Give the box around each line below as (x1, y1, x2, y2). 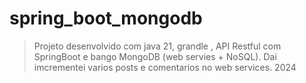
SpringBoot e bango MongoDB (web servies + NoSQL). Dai (33, 50, 277, 62)
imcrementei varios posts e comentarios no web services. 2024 (33, 61, 297, 73)
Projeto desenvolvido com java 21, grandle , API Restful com (33, 40, 282, 52)
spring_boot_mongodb (9, 7, 203, 30)
